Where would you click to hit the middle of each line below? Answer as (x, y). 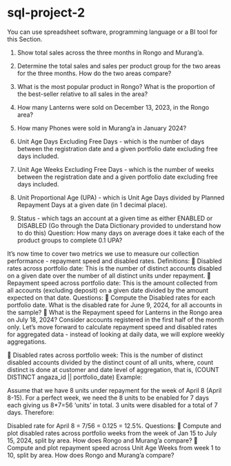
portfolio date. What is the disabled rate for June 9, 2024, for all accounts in (115, 304)
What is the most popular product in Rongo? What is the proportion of (116, 86)
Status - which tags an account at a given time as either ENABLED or (115, 218)
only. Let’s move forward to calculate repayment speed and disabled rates (112, 327)
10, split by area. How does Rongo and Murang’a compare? (91, 455)
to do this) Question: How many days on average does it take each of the (121, 233)
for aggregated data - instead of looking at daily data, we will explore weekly (116, 334)
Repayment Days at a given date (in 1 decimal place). (92, 204)
